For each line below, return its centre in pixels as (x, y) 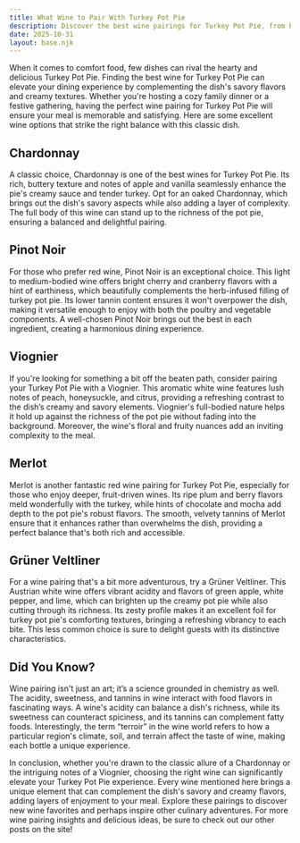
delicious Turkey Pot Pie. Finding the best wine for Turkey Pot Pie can (137, 78)
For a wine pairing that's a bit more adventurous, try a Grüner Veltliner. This (148, 582)
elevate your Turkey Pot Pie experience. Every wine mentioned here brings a (150, 782)
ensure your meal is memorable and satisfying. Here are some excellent (141, 115)
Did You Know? (52, 667)
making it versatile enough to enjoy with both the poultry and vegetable (140, 309)
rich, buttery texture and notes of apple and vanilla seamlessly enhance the (148, 184)
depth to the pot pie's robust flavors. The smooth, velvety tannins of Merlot (147, 513)
